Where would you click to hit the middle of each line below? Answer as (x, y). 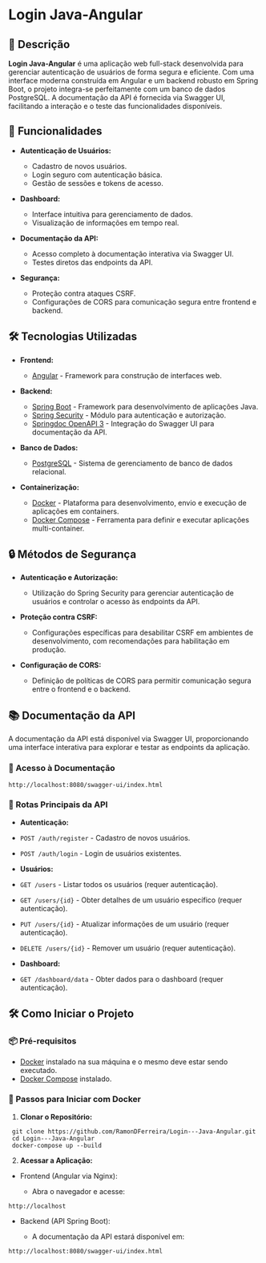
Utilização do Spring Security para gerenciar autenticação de (133, 593)
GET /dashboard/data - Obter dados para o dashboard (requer (122, 979)
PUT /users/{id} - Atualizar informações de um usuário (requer (125, 924)
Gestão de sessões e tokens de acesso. (98, 183)
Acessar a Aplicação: (56, 1160)
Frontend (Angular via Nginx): (69, 1176)
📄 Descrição (39, 44)
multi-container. (58, 528)
